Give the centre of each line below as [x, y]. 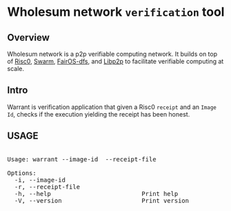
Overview [29, 38]
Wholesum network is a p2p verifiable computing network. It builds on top [112, 54]
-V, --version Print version [102, 200]
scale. [16, 69]
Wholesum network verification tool [116, 12]
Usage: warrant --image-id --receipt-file [82, 159]
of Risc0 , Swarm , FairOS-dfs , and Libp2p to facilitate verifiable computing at [115, 61]
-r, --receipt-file [47, 187]
